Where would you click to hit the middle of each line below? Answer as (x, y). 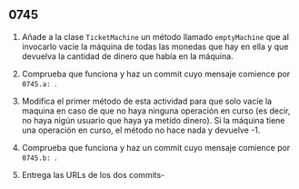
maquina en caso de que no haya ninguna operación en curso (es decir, (156, 110)
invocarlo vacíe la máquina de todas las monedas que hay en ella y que (155, 46)
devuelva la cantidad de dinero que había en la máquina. (127, 56)
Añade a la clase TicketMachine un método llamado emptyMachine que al (155, 36)
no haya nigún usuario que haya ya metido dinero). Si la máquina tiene (153, 120)
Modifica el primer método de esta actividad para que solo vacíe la (147, 101)
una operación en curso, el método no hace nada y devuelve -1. (141, 130)
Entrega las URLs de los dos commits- (93, 174)
